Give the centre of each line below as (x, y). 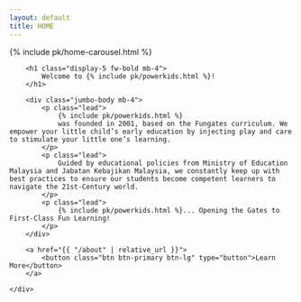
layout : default (40, 18)
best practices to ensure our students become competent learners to (143, 178)
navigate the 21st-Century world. (74, 187)
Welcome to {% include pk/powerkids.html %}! (129, 76)
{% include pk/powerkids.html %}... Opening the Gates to (169, 210)
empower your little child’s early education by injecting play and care (151, 132)
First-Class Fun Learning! (60, 218)
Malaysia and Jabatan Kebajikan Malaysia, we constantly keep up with (145, 171)
